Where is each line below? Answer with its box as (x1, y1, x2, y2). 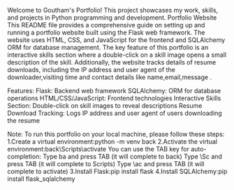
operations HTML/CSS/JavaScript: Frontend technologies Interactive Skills (7, 94, 221, 102)
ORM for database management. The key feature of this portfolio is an (7, 43, 209, 51)
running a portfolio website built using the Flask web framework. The (7, 28, 205, 36)
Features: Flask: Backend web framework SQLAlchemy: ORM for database (7, 87, 221, 95)
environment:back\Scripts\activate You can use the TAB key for (7, 145, 190, 153)
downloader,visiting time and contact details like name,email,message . (7, 73, 212, 81)
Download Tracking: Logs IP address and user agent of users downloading (7, 109, 222, 117)
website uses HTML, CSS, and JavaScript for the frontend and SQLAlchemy (7, 36, 226, 44)
